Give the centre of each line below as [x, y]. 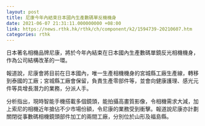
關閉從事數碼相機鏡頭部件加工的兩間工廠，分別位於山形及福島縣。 [89, 117]
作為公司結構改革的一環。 [38, 60]
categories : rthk [28, 35]
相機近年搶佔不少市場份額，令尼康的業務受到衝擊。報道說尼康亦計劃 [113, 109]
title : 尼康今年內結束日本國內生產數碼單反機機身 [61, 18]
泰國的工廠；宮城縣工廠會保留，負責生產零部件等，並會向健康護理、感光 [102, 81]
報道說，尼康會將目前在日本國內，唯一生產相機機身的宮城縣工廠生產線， [97, 73]
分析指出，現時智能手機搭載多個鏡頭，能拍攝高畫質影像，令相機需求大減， [100, 102]
